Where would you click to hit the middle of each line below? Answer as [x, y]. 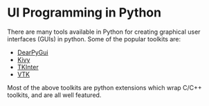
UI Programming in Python [84, 13]
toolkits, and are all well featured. [54, 95]
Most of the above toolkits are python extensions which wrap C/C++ [104, 87]
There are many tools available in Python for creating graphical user [104, 32]
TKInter [28, 67]
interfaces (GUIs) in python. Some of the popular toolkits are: [94, 39]
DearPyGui [33, 52]
